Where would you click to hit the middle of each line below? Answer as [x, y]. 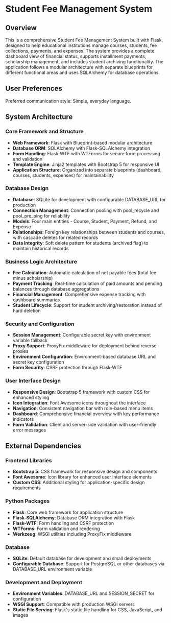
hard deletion [27, 311]
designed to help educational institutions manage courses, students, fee [81, 45]
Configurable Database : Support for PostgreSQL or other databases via [89, 564]
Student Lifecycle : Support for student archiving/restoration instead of [87, 305]
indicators [23, 419]
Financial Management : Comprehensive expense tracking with [79, 295]
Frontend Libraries [29, 460]
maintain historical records [41, 248]
